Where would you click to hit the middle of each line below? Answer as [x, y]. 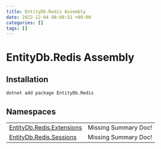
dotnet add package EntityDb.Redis [50, 93]
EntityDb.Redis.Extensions [46, 127]
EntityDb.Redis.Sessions [43, 137]
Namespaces [31, 111]
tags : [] [17, 28]
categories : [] [25, 23]
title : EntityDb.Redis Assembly [46, 12]
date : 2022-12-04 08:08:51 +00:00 [49, 17]
